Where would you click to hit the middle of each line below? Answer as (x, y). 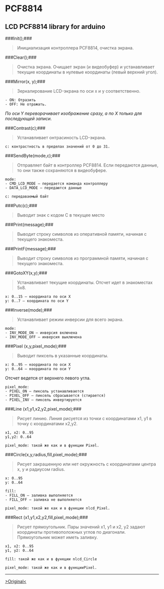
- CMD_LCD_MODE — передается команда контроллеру (57, 184)
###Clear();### (21, 57)
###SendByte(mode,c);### (33, 156)
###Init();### (19, 38)
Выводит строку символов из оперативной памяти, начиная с (82, 234)
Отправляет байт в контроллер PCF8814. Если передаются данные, (88, 165)
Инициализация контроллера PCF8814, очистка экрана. (75, 48)
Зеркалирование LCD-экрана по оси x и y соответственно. (79, 91)
